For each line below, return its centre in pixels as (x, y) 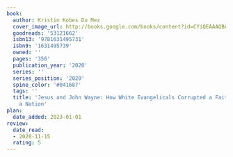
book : (14, 14)
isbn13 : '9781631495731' (49, 40)
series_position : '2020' (49, 78)
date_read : (29, 130)
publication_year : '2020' (50, 65)
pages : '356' (32, 59)
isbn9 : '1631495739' (42, 46)
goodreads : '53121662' (46, 33)
